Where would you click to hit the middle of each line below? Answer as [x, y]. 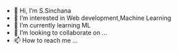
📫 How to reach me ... [46, 40]
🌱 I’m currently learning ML [52, 25]
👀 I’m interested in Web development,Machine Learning [92, 18]
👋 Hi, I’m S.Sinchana [42, 11]
